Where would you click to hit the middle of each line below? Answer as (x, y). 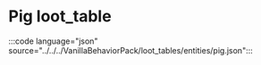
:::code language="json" (53, 41)
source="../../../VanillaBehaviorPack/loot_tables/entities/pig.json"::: (131, 50)
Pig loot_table (60, 16)
